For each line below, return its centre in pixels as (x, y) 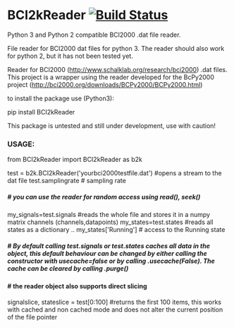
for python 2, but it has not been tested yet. (70, 56)
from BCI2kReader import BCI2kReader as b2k (75, 160)
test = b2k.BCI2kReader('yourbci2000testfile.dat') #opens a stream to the (115, 173)
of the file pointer (32, 317)
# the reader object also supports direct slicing (77, 286)
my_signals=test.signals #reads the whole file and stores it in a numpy (109, 215)
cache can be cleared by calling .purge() (68, 268)
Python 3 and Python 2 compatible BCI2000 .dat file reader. (94, 35)
